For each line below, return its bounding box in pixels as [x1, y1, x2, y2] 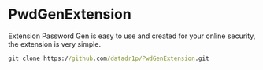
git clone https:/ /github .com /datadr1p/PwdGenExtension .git [8, 54, 210, 62]
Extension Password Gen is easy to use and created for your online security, [8, 31, 256, 40]
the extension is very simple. [8, 39, 101, 48]
